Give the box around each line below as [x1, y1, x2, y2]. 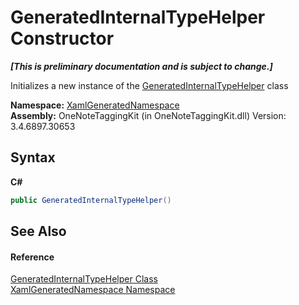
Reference [10, 251, 55, 263]
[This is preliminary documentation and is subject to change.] [10, 60, 273, 72]
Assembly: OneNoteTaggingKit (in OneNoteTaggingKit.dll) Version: [10, 109, 287, 121]
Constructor [10, 27, 115, 50]
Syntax [10, 149, 56, 166]
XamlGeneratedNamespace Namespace [10, 284, 176, 296]
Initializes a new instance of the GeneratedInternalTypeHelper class [10, 79, 289, 91]
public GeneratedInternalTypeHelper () [10, 195, 172, 205]
